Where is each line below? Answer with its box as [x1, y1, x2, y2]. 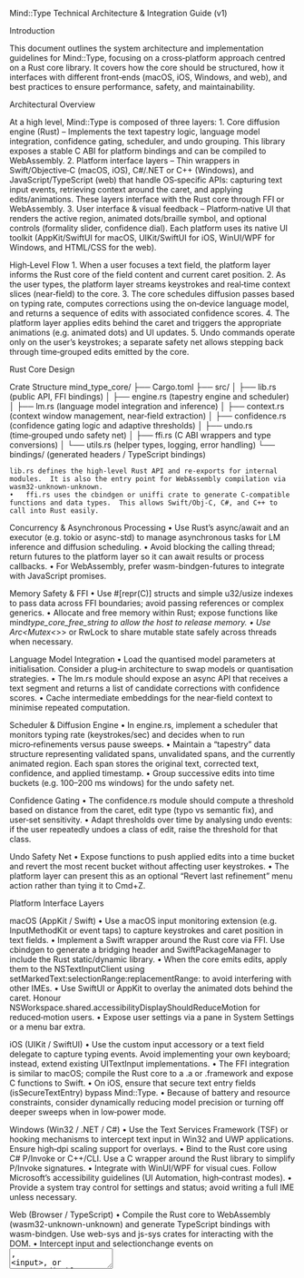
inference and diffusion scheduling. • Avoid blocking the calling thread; [9, 542, 275, 552]
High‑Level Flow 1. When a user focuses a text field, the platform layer [9, 260, 271, 270]
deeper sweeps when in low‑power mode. [9, 1106, 167, 1117]
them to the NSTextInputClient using [9, 964, 145, 974]
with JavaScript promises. [9, 571, 107, 581]
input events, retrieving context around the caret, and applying [9, 184, 243, 194]
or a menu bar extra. [9, 1021, 86, 1032]
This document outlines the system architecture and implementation [9, 43, 265, 54]
